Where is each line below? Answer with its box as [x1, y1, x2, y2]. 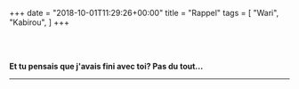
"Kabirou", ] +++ [9, 17, 69, 28]
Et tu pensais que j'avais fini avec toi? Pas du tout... [9, 61, 204, 71]
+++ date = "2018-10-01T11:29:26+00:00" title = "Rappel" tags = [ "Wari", [9, 8, 279, 18]
